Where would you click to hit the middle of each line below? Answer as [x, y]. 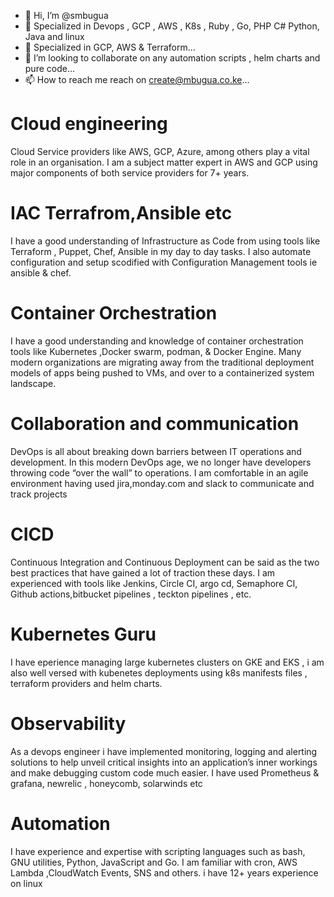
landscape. [33, 383]
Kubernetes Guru [83, 634]
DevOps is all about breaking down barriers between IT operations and [156, 451]
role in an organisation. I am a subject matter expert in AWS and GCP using [164, 162]
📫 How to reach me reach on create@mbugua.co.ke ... [137, 79]
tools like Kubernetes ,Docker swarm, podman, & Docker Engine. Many [156, 351]
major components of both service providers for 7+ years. [130, 172]
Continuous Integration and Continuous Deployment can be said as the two [165, 562]
